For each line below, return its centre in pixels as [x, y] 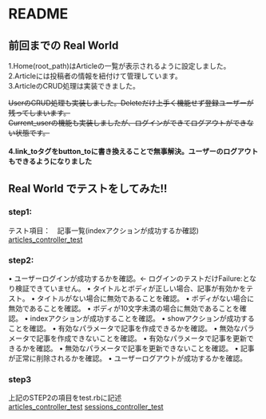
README [38, 14]
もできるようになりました [50, 161]
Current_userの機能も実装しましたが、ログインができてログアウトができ [128, 123]
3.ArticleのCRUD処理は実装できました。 [74, 86]
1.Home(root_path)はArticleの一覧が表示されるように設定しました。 [119, 66]
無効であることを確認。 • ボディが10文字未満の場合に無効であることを [124, 308]
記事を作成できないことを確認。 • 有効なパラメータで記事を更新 [141, 338]
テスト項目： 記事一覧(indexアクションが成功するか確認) [104, 230]
